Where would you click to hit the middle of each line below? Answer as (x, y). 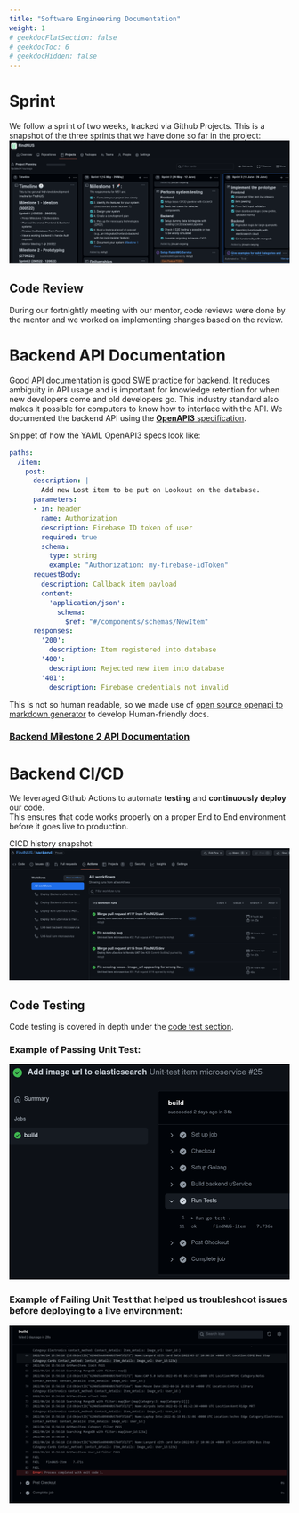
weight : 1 (28, 28)
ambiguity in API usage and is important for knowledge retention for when (145, 389)
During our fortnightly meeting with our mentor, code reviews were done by (148, 310)
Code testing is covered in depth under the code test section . (121, 1026)
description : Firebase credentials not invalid (138, 687)
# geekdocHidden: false (53, 57)
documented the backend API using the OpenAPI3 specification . (128, 417)
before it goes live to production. (69, 827)
